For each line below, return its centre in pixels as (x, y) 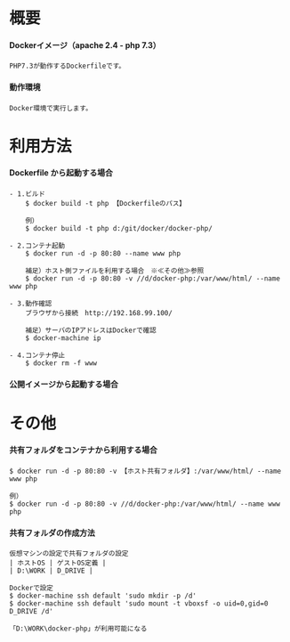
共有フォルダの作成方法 (52, 532)
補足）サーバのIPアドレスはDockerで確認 (91, 330)
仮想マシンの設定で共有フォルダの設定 (69, 554)
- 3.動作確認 (31, 304)
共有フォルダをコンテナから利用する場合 (83, 450)
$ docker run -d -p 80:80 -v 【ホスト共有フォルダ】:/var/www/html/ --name (145, 471)
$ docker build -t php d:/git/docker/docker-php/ (119, 228)
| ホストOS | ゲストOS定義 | (58, 563)
